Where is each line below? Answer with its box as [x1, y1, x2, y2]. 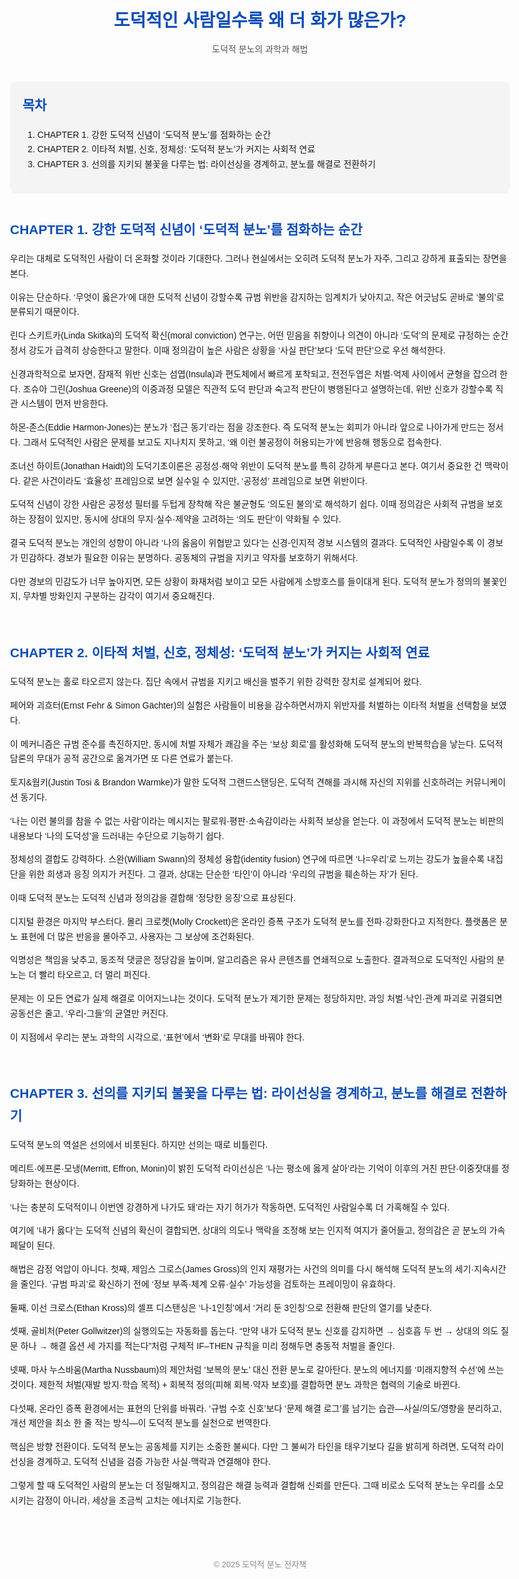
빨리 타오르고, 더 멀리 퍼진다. [38, 969, 151, 981]
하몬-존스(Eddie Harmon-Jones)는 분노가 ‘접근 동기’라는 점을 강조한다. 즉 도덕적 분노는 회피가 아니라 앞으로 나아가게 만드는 [10, 422, 486, 433]
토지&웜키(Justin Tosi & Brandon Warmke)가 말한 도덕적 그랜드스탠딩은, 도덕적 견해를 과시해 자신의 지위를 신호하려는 [10, 777, 464, 788]
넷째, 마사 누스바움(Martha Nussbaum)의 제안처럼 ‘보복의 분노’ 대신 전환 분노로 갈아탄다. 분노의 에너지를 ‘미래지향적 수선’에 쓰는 [10, 1364, 505, 1375]
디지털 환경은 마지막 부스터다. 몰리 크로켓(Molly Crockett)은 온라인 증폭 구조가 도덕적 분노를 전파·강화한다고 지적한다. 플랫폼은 [10, 916, 498, 927]
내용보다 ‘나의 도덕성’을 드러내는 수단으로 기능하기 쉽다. [10, 830, 225, 841]
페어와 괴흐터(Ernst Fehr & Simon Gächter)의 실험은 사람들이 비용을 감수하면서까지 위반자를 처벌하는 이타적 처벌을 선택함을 [10, 700, 489, 711]
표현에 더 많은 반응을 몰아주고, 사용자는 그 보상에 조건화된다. [20, 931, 255, 942]
